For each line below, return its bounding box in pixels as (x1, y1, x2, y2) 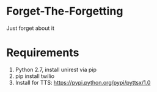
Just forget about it (6, 24, 55, 32)
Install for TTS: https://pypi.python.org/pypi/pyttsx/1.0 (15, 79, 151, 86)
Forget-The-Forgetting (6, 4, 123, 18)
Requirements (6, 46, 79, 60)
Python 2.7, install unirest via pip (15, 66, 97, 73)
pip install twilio (15, 72, 55, 80)
